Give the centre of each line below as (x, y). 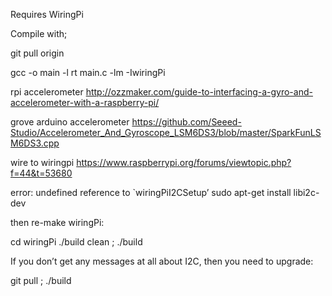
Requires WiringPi (47, 14)
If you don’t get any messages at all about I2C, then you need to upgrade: (162, 261)
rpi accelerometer (47, 92)
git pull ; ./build (41, 280)
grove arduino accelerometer (70, 122)
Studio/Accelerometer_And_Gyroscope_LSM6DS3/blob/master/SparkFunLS (166, 132)
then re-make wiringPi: (57, 222)
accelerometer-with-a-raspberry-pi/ (85, 102)
